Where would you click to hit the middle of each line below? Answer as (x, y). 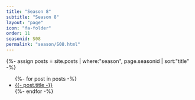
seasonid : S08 (24, 39)
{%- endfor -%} (34, 91)
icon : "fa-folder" (29, 28)
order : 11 (18, 34)
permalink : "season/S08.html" (43, 45)
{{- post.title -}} (34, 85)
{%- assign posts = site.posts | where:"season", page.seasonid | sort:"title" (98, 61)
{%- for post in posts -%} (46, 79)
